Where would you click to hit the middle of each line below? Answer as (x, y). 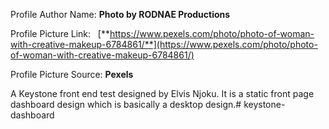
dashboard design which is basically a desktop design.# (126, 104)
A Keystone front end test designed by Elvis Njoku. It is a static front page (162, 93)
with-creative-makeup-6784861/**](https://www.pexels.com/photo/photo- (164, 44)
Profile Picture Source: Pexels (72, 74)
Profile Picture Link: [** (60, 33)
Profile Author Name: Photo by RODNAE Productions (120, 14)
